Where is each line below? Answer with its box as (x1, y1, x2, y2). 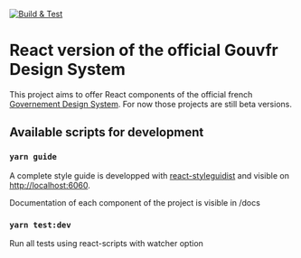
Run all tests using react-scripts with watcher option (9, 237, 203, 248)
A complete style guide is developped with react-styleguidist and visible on (9, 170, 289, 180)
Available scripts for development (9, 124, 204, 140)
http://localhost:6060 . (9, 180, 90, 190)
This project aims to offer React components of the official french (9, 88, 253, 99)
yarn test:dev (9, 219, 71, 230)
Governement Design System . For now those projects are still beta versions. (9, 98, 292, 109)
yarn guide (9, 152, 57, 162)
